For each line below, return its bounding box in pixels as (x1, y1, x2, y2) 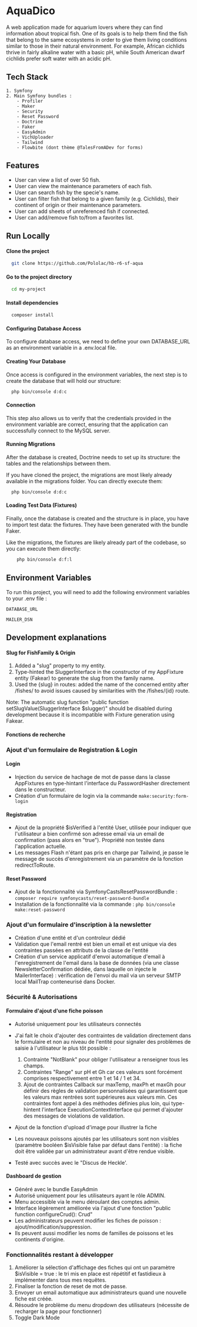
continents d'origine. (14, 1236, 65, 1243)
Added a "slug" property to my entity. (14, 662, 106, 669)
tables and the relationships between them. (6, 460, 111, 467)
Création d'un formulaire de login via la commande (14, 792, 138, 799)
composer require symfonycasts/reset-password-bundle (14, 896, 149, 902)
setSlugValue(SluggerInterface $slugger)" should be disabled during (6, 705, 172, 712)
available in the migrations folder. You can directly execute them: (6, 477, 163, 484)
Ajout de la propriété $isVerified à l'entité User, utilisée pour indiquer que (14, 824, 191, 831)
